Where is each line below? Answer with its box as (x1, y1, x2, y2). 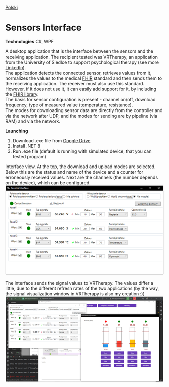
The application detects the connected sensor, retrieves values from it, (5, 70, 152, 76)
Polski (5, 5, 18, 10)
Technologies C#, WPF (5, 38, 54, 44)
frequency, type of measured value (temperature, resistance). (5, 102, 133, 108)
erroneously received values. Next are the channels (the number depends (5, 174, 158, 180)
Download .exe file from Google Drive (12, 137, 91, 143)
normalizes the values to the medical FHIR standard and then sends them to (5, 75, 162, 81)
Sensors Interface (5, 22, 82, 33)
